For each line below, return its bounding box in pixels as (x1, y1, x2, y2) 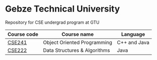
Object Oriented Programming (43, 39, 112, 45)
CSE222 (7, 47, 27, 54)
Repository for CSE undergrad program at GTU (5, 19, 100, 25)
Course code (7, 30, 38, 37)
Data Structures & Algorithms (43, 47, 110, 54)
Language (121, 30, 145, 37)
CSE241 (7, 39, 27, 45)
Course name (61, 30, 94, 37)
